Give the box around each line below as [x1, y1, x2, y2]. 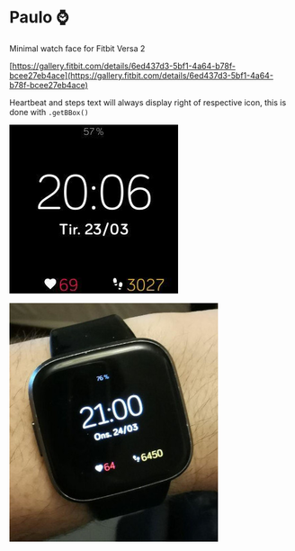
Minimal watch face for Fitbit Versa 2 [9, 42, 146, 54]
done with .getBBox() [9, 106, 89, 117]
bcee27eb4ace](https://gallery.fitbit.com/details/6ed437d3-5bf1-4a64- [9, 69, 274, 81]
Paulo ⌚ [9, 7, 69, 28]
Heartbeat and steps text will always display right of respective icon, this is [9, 96, 287, 108]
